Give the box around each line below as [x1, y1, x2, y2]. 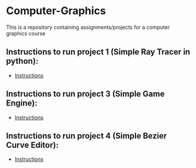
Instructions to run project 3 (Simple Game [6, 89, 165, 99]
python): [6, 56, 39, 66]
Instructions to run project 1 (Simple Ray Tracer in [6, 47, 191, 57]
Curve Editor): [6, 140, 59, 150]
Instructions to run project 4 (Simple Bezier [6, 131, 167, 141]
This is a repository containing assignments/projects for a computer [6, 24, 170, 31]
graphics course [6, 29, 46, 37]
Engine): [6, 98, 38, 108]
